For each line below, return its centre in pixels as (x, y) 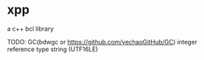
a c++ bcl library (31, 29)
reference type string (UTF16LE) (53, 49)
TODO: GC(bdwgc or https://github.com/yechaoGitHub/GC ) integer (102, 42)
